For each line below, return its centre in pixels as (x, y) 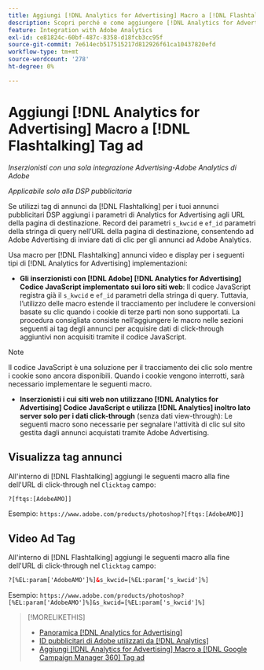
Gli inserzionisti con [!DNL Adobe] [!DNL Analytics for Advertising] (130, 278)
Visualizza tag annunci (65, 458)
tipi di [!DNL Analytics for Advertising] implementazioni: (98, 263)
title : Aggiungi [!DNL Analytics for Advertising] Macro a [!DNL (117, 15)
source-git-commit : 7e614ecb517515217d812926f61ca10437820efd (112, 45)
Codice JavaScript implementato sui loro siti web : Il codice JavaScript (135, 287)
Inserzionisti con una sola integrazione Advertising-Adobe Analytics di (123, 167)
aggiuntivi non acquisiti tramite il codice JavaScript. (103, 337)
